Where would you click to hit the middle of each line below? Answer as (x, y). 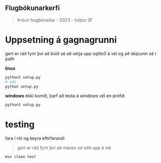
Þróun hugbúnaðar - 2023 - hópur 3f (54, 20)
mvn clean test (21, 157)
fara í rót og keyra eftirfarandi (35, 138)
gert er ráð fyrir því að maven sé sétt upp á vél (64, 148)
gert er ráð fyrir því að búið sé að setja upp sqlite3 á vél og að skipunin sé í (81, 53)
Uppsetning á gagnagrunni (61, 40)
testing (20, 125)
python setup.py (22, 86)
